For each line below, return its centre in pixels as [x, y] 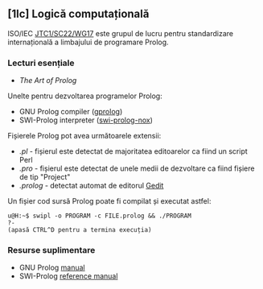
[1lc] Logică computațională [78, 14]
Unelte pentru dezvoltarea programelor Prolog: [85, 96]
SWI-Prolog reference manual [68, 276]
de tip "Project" [45, 177]
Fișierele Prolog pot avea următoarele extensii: [84, 136]
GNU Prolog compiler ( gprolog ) [71, 112]
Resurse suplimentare [51, 250]
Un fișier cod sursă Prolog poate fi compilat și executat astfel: [109, 201]
